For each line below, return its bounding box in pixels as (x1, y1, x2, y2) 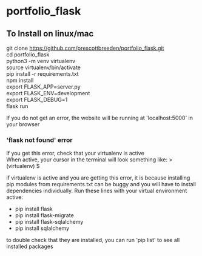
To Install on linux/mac (6, 29, 94, 39)
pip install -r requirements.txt (6, 70, 79, 77)
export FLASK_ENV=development (6, 90, 90, 96)
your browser (6, 121, 40, 128)
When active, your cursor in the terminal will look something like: (6, 156, 168, 163)
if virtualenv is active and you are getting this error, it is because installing (6, 174, 190, 181)
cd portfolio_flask (6, 51, 50, 58)
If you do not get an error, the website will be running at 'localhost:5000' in (6, 114, 193, 121)
